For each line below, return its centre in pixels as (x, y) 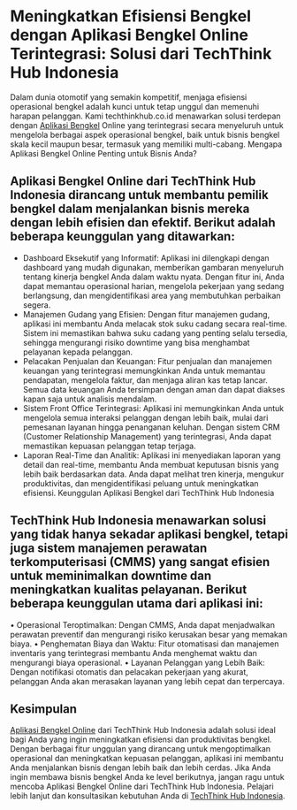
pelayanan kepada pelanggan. (78, 352)
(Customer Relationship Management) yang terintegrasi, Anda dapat (147, 436)
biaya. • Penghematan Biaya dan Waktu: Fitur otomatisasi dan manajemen (145, 644)
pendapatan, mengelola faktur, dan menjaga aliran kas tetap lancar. (145, 380)
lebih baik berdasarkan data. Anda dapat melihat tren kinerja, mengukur (153, 474)
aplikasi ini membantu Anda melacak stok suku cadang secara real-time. (155, 324)
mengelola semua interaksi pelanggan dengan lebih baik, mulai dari (145, 417)
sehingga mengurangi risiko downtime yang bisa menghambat (136, 342)
